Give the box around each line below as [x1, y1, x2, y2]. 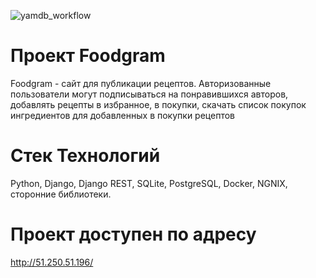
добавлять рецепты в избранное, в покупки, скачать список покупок [10, 98, 307, 110]
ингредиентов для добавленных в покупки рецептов [10, 109, 235, 121]
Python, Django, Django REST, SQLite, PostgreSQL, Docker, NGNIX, [10, 177, 288, 189]
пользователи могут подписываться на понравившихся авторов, [10, 88, 289, 100]
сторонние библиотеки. [10, 188, 112, 200]
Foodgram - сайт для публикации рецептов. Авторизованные [10, 77, 272, 89]
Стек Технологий [10, 145, 161, 167]
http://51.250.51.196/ [10, 256, 94, 268]
